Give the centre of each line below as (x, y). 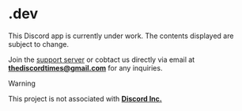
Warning (22, 83)
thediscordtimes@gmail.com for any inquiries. (85, 67)
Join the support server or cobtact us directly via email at (102, 59)
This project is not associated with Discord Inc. (85, 98)
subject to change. (39, 44)
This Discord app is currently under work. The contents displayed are (121, 36)
